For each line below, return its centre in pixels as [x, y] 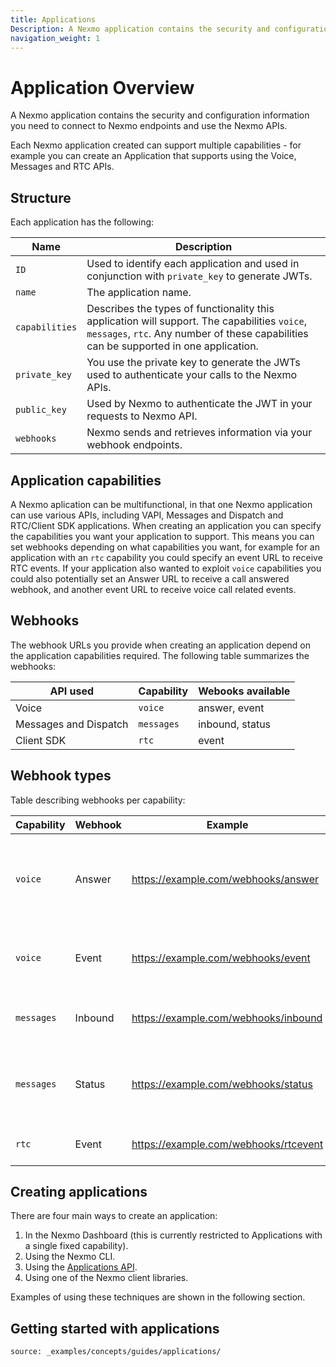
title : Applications [53, 19]
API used [72, 691]
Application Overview [102, 87]
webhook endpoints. [134, 445]
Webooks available [244, 691]
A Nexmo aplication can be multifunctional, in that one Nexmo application [161, 504]
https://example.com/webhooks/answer [225, 879]
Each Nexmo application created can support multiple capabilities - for [156, 145]
